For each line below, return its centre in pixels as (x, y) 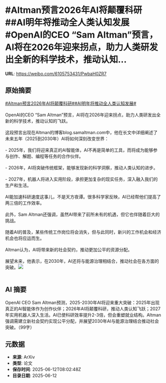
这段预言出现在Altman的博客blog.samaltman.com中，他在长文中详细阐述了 (81, 132)
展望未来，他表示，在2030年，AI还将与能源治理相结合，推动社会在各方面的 (82, 261)
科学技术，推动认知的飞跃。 (42, 121)
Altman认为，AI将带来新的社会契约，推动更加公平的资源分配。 (69, 249)
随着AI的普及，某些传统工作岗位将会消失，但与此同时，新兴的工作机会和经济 (83, 232)
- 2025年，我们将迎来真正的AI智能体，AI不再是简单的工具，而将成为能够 (79, 150)
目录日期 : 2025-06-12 (34, 376)
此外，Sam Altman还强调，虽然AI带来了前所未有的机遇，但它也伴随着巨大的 (83, 214)
